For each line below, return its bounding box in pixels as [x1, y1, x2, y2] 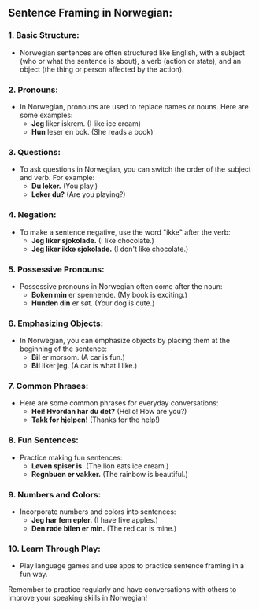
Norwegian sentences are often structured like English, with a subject [19, 47, 246, 57]
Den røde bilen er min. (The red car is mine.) [31, 523, 177, 534]
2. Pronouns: [8, 84, 59, 95]
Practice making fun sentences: [19, 453, 123, 462]
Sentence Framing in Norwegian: [8, 6, 173, 20]
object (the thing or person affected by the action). [19, 65, 184, 74]
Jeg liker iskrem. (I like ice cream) [31, 118, 142, 128]
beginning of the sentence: [19, 344, 108, 353]
